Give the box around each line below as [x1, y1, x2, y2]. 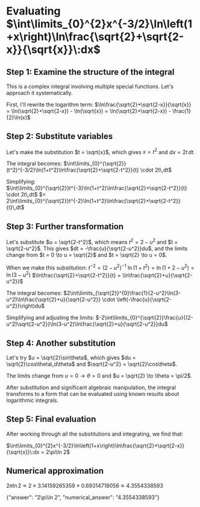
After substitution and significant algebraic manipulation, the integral [6, 384, 177, 391]
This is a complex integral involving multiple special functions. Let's [6, 83, 173, 90]
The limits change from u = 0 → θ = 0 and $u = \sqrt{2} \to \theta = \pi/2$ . [6, 372, 193, 379]
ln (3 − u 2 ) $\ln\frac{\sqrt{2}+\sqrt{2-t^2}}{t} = [6, 270, 122, 279]
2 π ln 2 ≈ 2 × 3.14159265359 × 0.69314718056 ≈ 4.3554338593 [6, 482, 164, 489]
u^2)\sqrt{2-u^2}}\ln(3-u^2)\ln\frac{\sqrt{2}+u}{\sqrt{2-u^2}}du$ [6, 320, 168, 328]
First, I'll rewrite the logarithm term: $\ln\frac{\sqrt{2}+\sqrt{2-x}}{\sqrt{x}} [6, 101, 192, 108]
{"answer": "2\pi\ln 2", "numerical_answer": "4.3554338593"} [6, 494, 160, 501]
